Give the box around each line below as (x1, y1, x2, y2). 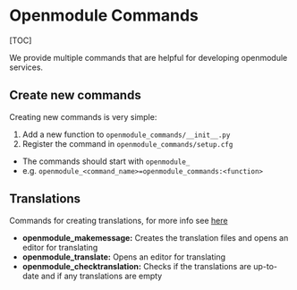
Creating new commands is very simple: (9, 111, 157, 122)
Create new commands (9, 88, 141, 103)
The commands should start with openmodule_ (21, 156, 191, 166)
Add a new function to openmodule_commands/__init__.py (21, 129, 231, 140)
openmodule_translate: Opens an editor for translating (21, 252, 226, 262)
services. (9, 62, 43, 72)
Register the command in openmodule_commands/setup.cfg (21, 138, 233, 149)
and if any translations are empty (40, 270, 163, 281)
